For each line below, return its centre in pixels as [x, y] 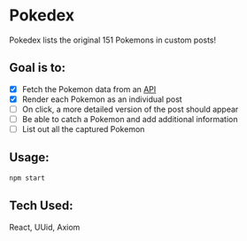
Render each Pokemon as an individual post [102, 99]
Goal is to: [38, 68]
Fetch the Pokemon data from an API [89, 89]
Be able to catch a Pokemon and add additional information [130, 119]
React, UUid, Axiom [45, 227]
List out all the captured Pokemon [83, 129]
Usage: [30, 157]
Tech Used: [41, 206]
